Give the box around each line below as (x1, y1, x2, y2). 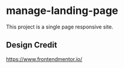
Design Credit (6, 40, 57, 50)
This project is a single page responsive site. (6, 23, 113, 30)
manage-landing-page (6, 4, 119, 17)
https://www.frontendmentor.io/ (6, 55, 83, 62)
